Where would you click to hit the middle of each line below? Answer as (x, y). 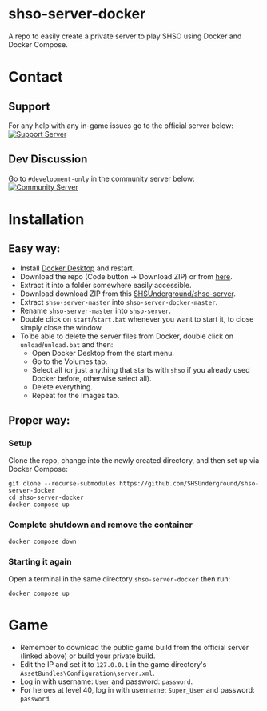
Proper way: (39, 421)
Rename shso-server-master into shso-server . (96, 310)
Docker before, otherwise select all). (92, 378)
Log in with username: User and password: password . (106, 681)
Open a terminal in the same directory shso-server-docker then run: (120, 579)
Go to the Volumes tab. (70, 361)
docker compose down (43, 541)
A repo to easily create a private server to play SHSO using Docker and (125, 36)
